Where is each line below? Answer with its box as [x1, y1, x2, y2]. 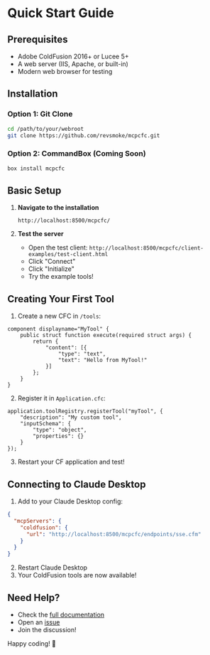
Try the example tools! [28, 272, 94, 281]
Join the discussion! [17, 625, 77, 634]
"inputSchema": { [20, 420, 72, 427]
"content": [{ [45, 344, 87, 351]
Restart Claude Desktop [17, 563, 87, 572]
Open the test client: [28, 243, 88, 252]
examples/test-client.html [28, 251, 109, 258]
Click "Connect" [28, 257, 76, 266]
